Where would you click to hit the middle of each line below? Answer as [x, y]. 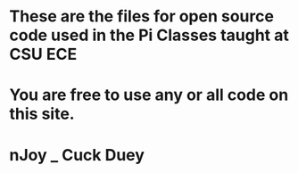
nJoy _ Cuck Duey [77, 155]
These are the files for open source [142, 16]
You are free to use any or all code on [149, 95]
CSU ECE [43, 54]
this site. [42, 114]
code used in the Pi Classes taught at [149, 35]
